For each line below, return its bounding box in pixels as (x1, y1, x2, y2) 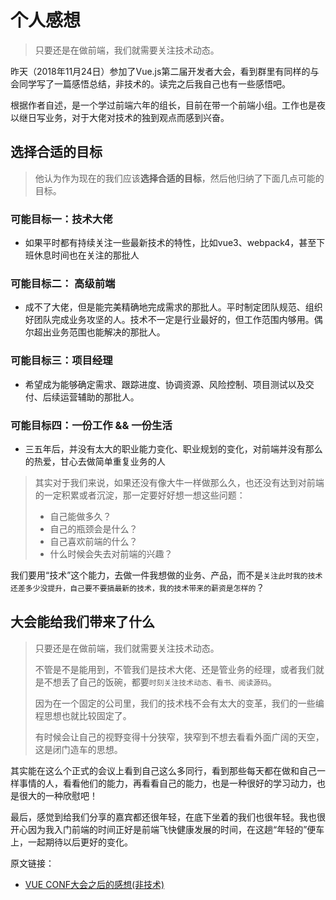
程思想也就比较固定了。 (34, 709, 132, 721)
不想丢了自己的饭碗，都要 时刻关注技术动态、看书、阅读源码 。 (43, 676, 278, 688)
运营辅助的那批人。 (59, 391, 140, 403)
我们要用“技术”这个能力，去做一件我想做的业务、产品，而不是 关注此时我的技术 (10, 569, 323, 581)
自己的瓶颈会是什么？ (49, 522, 138, 535)
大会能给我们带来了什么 (10, 614, 155, 631)
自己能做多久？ (49, 510, 112, 522)
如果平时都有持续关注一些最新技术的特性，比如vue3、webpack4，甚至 (24, 237, 317, 249)
